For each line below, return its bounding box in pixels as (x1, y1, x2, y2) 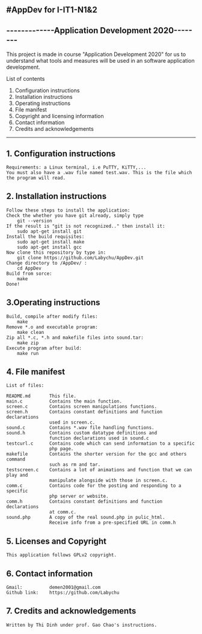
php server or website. (49, 494, 109, 500)
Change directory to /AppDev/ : (6, 260, 87, 266)
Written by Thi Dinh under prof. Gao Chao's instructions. (6, 622, 158, 628)
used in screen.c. (49, 419, 96, 425)
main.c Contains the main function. (6, 398, 122, 404)
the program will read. (6, 175, 66, 181)
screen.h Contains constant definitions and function (6, 409, 163, 415)
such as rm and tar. (49, 462, 101, 468)
